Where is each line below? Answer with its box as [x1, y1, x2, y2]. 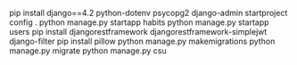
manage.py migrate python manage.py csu [9, 45, 167, 56]
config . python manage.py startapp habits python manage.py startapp [9, 17, 269, 28]
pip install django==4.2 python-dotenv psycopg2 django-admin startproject [9, 8, 288, 18]
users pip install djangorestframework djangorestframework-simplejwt [9, 27, 268, 37]
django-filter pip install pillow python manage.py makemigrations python [9, 36, 276, 46]
